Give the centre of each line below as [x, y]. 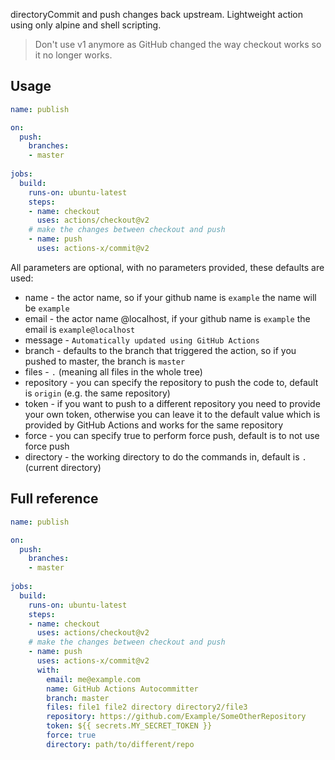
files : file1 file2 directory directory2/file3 [147, 707]
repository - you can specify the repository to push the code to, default [171, 382]
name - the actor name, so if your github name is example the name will [170, 297]
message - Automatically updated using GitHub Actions [142, 340]
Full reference [54, 499]
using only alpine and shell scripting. [86, 25]
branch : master [78, 698]
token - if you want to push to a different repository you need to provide [172, 403]
